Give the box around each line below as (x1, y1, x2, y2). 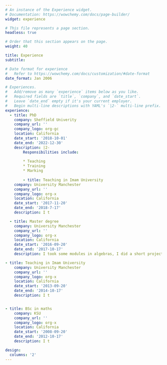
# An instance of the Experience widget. (5, 7, 92, 12)
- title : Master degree (9, 219, 59, 224)
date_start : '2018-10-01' (14, 136, 68, 141)
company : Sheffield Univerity (14, 117, 77, 122)
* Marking (23, 168, 43, 174)
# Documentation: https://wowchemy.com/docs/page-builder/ (5, 12, 130, 17)
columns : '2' (9, 352, 37, 357)
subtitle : (5, 57, 26, 62)
